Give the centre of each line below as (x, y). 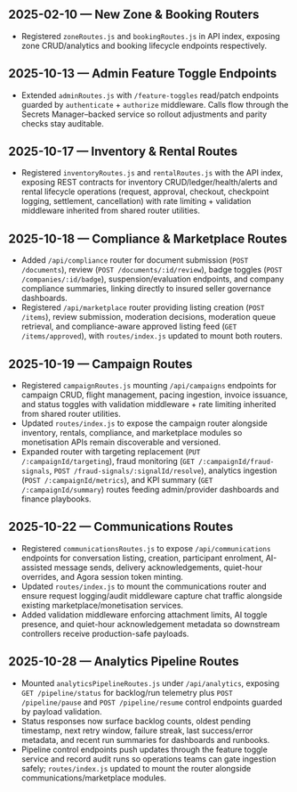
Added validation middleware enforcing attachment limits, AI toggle (144, 615)
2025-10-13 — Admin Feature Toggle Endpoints (143, 73)
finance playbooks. (56, 499)
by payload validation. (62, 711)
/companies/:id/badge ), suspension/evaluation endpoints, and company (153, 279)
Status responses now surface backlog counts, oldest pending (136, 721)
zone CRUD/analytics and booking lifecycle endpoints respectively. (144, 45)
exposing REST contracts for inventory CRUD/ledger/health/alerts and (149, 183)
